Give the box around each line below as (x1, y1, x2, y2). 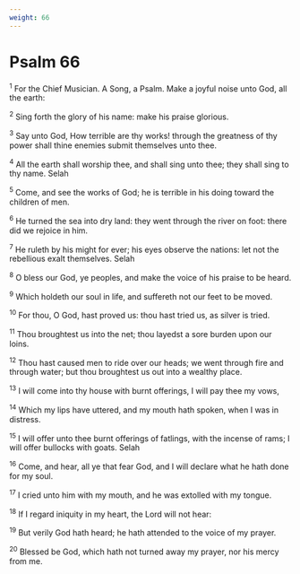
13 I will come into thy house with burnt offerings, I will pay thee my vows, (9, 384, 280, 396)
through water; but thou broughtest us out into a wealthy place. (9, 367, 243, 378)
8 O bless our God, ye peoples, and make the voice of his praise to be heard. (9, 271, 292, 283)
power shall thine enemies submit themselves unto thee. (9, 140, 218, 151)
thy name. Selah (9, 168, 69, 179)
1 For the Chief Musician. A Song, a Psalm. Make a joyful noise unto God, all (9, 82, 287, 94)
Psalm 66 (9, 51, 81, 72)
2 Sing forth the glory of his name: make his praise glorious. (9, 109, 229, 122)
